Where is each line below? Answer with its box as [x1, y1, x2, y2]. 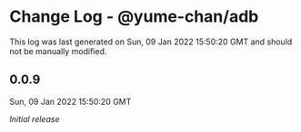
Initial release [9, 113, 60, 124]
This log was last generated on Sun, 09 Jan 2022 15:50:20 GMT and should [9, 36, 293, 47]
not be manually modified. [9, 45, 107, 56]
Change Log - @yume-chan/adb [9, 6, 259, 27]
